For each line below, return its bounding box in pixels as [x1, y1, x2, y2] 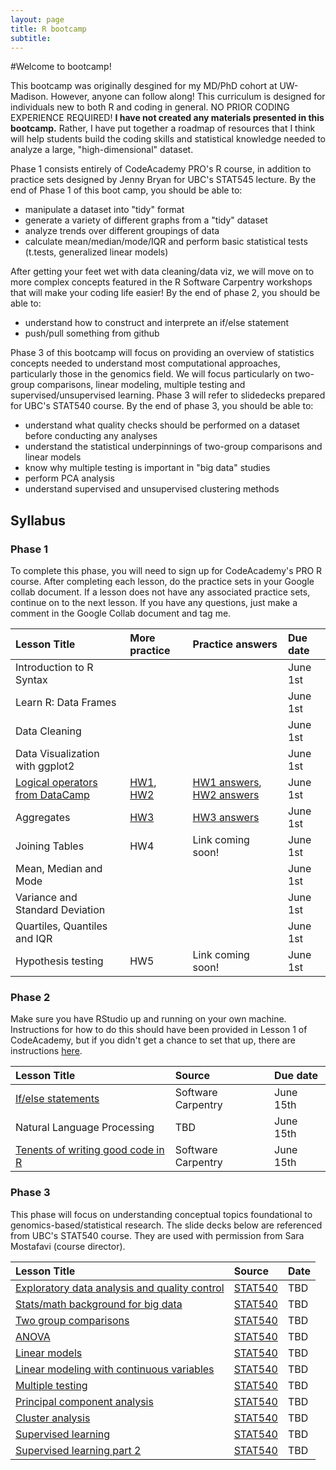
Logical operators [15, 776, 98, 790]
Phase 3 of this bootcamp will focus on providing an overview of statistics [10, 347, 315, 359]
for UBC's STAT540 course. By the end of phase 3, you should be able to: [10, 400, 314, 412]
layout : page [10, 14, 65, 25]
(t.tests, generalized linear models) [24, 246, 169, 258]
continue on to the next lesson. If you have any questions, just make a [10, 597, 298, 609]
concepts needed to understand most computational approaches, [10, 357, 281, 370]
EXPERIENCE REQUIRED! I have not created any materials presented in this [10, 112, 325, 124]
